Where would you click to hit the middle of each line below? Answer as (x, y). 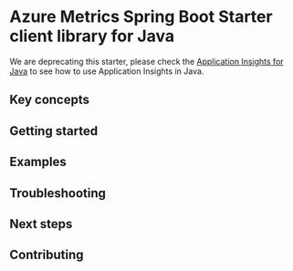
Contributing (47, 255)
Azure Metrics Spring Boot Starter (141, 17)
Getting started (54, 131)
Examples (38, 162)
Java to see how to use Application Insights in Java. (107, 71)
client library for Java (92, 36)
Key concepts (49, 100)
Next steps (41, 224)
